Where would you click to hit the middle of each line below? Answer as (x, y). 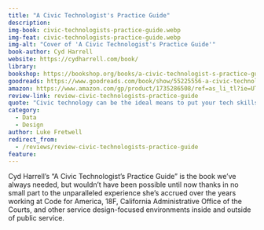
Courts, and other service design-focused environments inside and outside (130, 210)
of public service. (37, 218)
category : (24, 111)
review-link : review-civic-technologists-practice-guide (103, 96)
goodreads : (26, 81)
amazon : (21, 88)
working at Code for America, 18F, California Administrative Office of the (125, 202)
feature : (22, 154)
